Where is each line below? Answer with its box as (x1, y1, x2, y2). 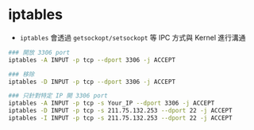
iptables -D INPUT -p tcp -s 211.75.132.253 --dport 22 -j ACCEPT (8, 107, 233, 115)
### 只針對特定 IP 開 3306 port (8, 92, 109, 100)
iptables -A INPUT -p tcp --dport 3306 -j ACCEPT (8, 55, 176, 64)
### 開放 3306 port (8, 48, 71, 56)
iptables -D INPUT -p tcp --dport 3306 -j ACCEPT (8, 78, 176, 86)
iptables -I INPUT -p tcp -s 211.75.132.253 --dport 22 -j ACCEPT (8, 114, 233, 122)
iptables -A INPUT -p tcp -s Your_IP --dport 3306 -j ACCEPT (8, 99, 215, 108)
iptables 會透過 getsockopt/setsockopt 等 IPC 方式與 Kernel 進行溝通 (19, 32, 246, 42)
